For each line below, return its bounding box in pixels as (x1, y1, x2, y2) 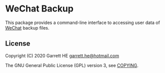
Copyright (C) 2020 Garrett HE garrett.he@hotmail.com (5, 52, 119, 58)
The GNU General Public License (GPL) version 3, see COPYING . (5, 62, 139, 68)
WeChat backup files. (5, 24, 49, 30)
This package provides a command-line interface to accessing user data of (5, 19, 160, 25)
